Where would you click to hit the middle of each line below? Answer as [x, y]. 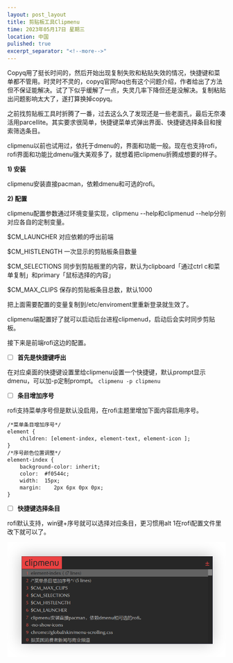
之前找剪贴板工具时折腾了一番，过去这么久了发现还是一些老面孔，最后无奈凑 [116, 114]
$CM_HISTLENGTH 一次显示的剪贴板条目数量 [72, 251]
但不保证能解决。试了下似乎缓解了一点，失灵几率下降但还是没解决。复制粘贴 [116, 90]
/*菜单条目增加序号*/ [34, 425]
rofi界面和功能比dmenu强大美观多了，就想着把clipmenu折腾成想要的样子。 [114, 154]
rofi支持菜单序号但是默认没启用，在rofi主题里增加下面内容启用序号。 [105, 410]
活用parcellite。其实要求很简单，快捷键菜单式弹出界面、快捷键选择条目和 [112, 122]
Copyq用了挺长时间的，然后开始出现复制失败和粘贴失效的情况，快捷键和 [111, 73]
